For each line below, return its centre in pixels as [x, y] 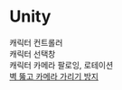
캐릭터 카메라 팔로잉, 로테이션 [61, 65]
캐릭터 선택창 [33, 54]
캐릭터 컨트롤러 [36, 42]
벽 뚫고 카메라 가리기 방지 [54, 76]
